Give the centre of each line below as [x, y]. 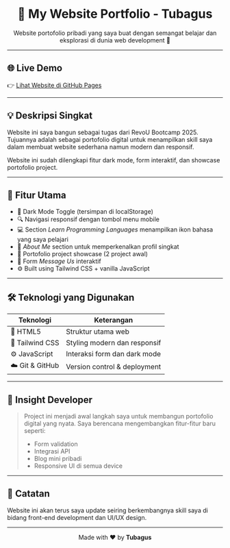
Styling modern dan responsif [114, 343]
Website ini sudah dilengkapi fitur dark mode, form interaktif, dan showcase [114, 160]
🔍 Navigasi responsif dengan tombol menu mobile [88, 219]
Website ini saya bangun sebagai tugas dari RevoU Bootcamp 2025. [103, 132]
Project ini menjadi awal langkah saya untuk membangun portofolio [118, 416]
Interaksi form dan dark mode [114, 354]
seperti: [35, 431]
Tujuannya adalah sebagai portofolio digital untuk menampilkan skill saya [110, 139]
